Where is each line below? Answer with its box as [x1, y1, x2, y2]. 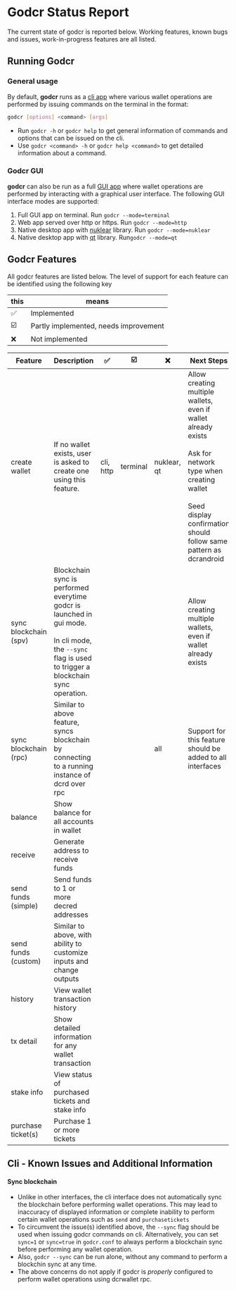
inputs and [53, 956, 89, 966]
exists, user [53, 448, 92, 458]
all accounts [53, 816, 94, 826]
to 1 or [53, 883, 76, 893]
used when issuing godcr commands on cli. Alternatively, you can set [17, 1230, 219, 1239]
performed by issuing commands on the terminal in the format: [7, 100, 189, 108]
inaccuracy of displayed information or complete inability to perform [17, 1208, 215, 1216]
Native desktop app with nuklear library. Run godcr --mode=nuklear [17, 226, 211, 234]
